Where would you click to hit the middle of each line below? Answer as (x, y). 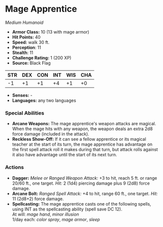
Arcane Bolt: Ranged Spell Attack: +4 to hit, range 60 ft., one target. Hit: (85, 193)
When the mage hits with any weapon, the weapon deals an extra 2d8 (82, 129)
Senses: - (22, 95)
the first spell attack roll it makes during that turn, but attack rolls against (85, 150)
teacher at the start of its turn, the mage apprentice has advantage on (82, 144)
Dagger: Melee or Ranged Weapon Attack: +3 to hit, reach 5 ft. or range (84, 178)
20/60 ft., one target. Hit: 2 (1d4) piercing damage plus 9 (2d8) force (81, 183)
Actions (15, 168)
